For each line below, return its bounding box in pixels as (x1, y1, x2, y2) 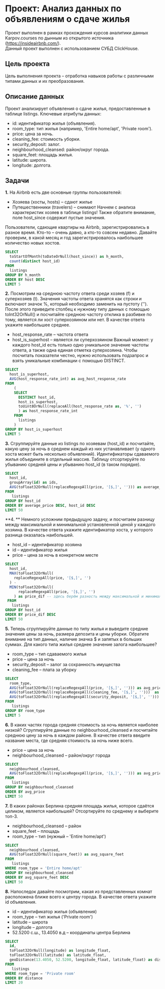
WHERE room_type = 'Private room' (5, 971, 76, 976)
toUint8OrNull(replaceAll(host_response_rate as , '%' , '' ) (18, 404, 141, 409)
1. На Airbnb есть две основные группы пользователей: (5, 189, 122, 195)
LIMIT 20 (5, 980, 23, 985)
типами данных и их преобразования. (5, 78, 85, 84)
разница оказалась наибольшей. (5, 532, 74, 538)
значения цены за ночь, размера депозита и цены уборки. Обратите (5, 631, 149, 636)
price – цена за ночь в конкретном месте (12, 552, 99, 558)
